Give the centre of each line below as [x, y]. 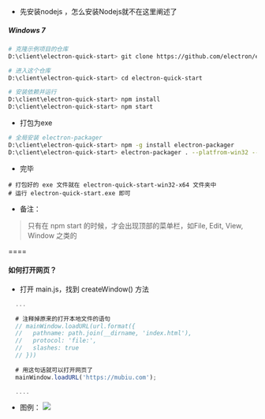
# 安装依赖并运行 [32, 92]
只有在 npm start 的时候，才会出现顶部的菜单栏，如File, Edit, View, [135, 225]
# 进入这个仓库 [30, 70]
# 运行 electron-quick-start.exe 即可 [70, 193]
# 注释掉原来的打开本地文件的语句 [63, 319]
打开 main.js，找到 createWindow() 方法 [84, 289]
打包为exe [36, 123]
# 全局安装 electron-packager [55, 138]
